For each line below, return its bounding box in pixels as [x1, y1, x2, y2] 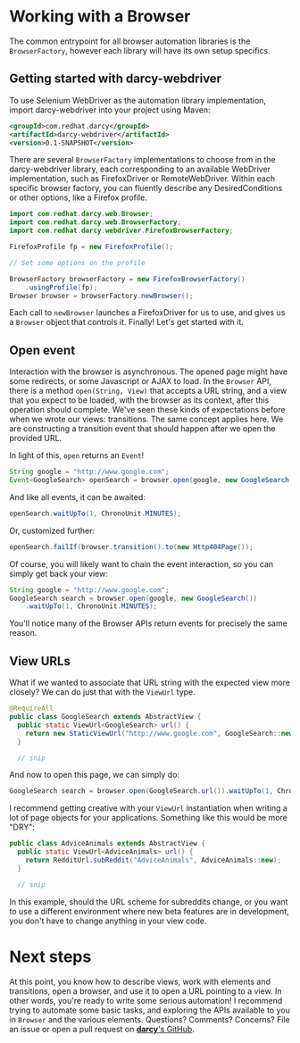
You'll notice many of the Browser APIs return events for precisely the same [9, 618, 287, 629]
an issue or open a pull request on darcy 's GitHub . [9, 1023, 195, 1034]
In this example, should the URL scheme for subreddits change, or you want [9, 896, 288, 907]
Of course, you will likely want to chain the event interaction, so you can [9, 558, 274, 569]
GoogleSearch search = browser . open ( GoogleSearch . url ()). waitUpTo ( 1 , [9, 787, 274, 796]
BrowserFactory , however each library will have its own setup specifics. [9, 45, 271, 55]
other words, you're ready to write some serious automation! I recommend [9, 995, 283, 1005]
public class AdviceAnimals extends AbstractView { [9, 839, 205, 848]
